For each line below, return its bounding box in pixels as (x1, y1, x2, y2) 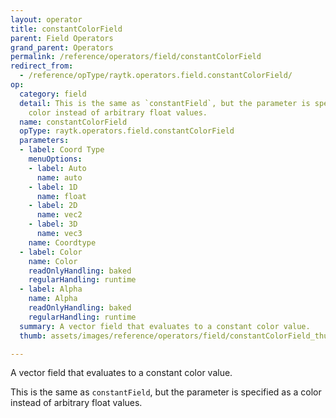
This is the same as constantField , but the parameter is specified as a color (10, 386, 322, 398)
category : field (19, 89, 87, 99)
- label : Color (19, 247, 83, 257)
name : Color (28, 256, 78, 266)
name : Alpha (28, 294, 78, 304)
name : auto (36, 172, 83, 183)
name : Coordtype (28, 237, 97, 248)
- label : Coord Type (19, 145, 105, 155)
